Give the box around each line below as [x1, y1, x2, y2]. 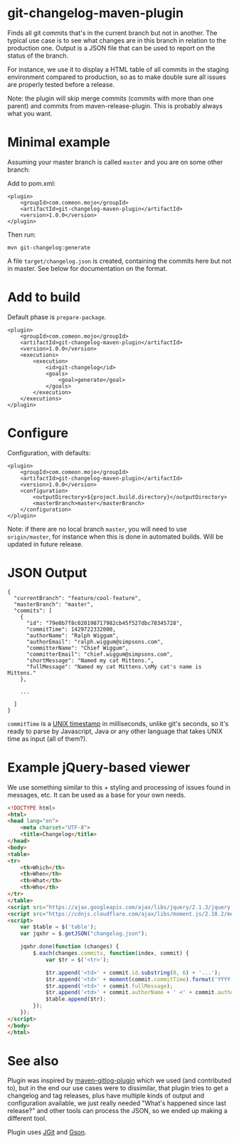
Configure [7, 425, 69, 441]
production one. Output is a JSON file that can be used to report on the [7, 43, 216, 52]
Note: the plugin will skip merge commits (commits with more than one [7, 94, 214, 103]
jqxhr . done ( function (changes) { [20, 943, 119, 951]
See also [7, 1053, 59, 1069]
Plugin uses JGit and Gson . [7, 1128, 87, 1137]
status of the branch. [7, 51, 69, 60]
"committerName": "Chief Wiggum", [26, 644, 129, 651]
